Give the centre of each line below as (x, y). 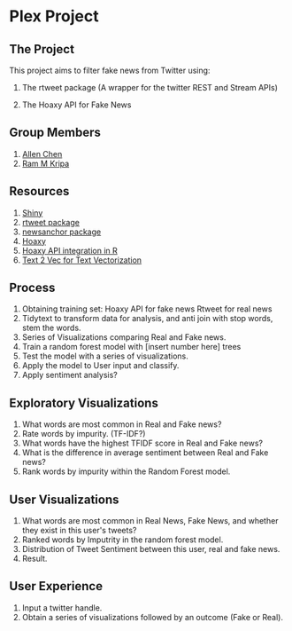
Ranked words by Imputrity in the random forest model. (123, 540)
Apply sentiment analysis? (69, 375)
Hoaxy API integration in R (69, 250)
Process (32, 288)
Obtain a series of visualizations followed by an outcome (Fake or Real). (152, 617)
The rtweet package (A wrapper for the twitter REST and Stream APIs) (150, 87)
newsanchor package (61, 232)
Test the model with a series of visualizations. (105, 356)
